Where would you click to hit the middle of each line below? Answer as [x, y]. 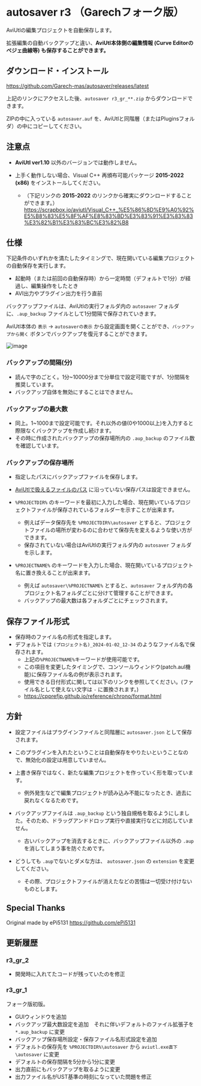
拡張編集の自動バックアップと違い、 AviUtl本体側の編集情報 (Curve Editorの [100, 43]
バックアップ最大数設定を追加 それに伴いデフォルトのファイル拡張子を [104, 1024]
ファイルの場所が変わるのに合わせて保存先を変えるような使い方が [111, 530]
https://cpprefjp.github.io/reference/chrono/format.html [93, 696]
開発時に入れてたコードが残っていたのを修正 [70, 974]
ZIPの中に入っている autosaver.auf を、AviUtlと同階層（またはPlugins [93, 118]
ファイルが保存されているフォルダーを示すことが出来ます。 [104, 510]
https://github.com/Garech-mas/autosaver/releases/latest [77, 86]
